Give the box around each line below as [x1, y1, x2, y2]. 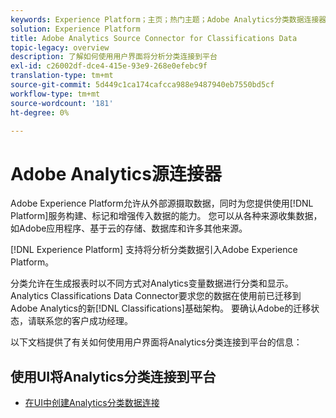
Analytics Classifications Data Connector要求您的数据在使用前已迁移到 [10, 290, 302, 302]
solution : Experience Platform [10, 24, 141, 34]
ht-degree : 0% [10, 107, 70, 118]
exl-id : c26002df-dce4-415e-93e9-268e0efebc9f [10, 61, 208, 71]
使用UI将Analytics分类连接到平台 [10, 368, 217, 385]
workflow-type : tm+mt [10, 89, 101, 99]
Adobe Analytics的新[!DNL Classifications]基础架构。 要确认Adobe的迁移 [10, 302, 312, 315]
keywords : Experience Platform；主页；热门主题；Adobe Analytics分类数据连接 [10, 14, 320, 25]
